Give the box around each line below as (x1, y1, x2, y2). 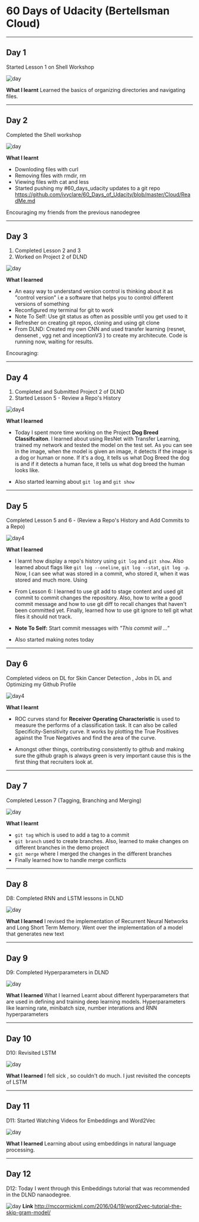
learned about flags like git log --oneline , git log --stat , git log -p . (14, 564, 190, 570)
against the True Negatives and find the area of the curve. (14, 734, 156, 741)
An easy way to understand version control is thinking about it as (14, 288, 174, 295)
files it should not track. (14, 613, 73, 620)
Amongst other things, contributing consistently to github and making (14, 745, 185, 752)
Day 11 (6, 1101, 30, 1111)
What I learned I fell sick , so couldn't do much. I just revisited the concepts (6, 1072, 191, 1080)
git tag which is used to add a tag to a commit (14, 831, 130, 838)
